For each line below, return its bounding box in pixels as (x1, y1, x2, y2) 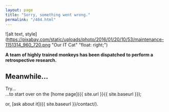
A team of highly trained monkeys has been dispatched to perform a (5, 52, 154, 58)
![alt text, (5, 31, 24, 37)
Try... (5, 85, 16, 92)
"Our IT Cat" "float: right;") (51, 42, 108, 48)
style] (25, 31, 37, 37)
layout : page (5, 7, 33, 13)
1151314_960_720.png (5, 42, 51, 48)
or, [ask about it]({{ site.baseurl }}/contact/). (5, 101, 98, 107)
